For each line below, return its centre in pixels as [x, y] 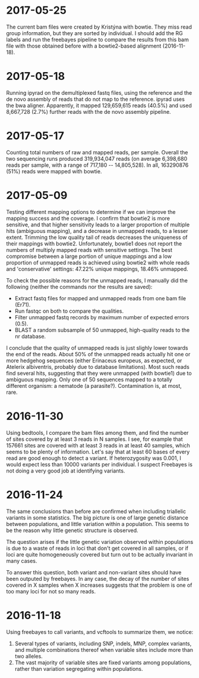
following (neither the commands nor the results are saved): [79, 287]
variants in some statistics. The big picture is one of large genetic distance [97, 517]
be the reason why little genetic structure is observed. [72, 530]
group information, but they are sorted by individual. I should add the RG [94, 33]
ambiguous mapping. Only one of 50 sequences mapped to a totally [89, 380]
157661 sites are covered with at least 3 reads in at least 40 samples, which [98, 445]
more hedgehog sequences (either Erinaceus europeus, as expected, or [94, 360]
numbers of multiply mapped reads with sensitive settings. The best [89, 250]
